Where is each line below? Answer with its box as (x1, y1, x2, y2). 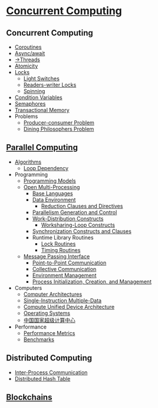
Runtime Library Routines (32, 234, 94, 241)
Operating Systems (23, 310, 71, 317)
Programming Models (23, 177, 76, 184)
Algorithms (14, 158, 42, 165)
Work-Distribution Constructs (32, 215, 104, 222)
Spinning (23, 88, 45, 94)
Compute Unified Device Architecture (23, 303, 115, 310)
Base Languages (32, 190, 73, 197)
